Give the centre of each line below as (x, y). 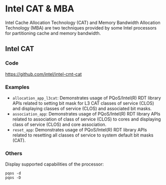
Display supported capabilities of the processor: (55, 164)
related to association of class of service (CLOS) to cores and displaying (86, 119)
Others (14, 153)
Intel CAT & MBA (40, 9)
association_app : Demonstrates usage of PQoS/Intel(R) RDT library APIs (86, 113)
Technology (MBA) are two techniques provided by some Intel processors (81, 27)
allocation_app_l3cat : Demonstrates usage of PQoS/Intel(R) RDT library (86, 97)
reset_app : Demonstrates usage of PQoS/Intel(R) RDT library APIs (80, 129)
